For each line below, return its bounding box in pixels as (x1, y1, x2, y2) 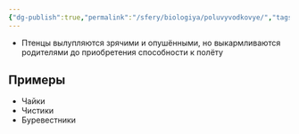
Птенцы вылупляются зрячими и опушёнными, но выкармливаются (21, 37, 281, 48)
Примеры (8, 73, 66, 88)
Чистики (21, 106, 54, 116)
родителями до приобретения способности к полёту (21, 46, 224, 58)
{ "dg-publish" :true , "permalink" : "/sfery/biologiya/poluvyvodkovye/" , (8, 12, 273, 22)
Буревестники (21, 114, 77, 125)
